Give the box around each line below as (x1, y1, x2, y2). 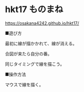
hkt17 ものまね (5, 4, 63, 15)
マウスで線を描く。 (5, 81, 44, 87)
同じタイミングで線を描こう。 (5, 61, 65, 67)
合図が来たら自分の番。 (5, 51, 52, 57)
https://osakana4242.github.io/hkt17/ (5, 20, 79, 26)
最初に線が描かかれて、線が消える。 (5, 40, 77, 46)
